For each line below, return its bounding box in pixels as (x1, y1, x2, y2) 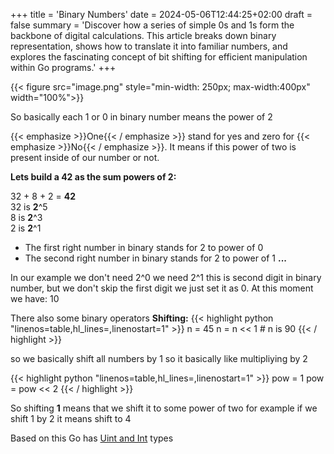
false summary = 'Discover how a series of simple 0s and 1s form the (10, 19, 295, 31)
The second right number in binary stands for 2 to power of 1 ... (24, 252, 288, 264)
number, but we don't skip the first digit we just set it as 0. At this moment (10, 282, 314, 294)
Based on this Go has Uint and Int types (10, 432, 174, 444)
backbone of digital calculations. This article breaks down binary (10, 30, 277, 41)
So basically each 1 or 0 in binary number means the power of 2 (10, 111, 273, 123)
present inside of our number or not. (10, 152, 160, 163)
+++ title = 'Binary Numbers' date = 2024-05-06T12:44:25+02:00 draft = (10, 9, 313, 20)
